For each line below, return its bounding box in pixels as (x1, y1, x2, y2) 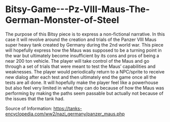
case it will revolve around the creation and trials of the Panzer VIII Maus (5, 36, 157, 43)
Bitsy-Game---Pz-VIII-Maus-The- (5, 4, 150, 15)
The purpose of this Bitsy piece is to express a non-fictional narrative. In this (5, 31, 165, 37)
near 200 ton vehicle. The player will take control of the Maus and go (5, 58, 150, 64)
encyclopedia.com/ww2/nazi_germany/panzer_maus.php (5, 110, 125, 117)
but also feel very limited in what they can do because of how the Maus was (5, 85, 164, 91)
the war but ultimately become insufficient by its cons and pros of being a (5, 52, 159, 59)
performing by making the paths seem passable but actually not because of (5, 90, 164, 96)
